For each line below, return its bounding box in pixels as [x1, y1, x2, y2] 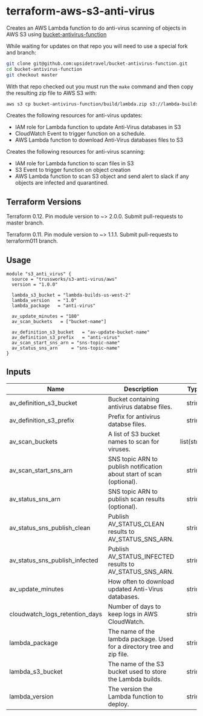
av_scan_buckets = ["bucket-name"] [11, 319, 107, 325]
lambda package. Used [108, 634, 174, 643]
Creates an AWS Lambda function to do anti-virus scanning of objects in [6, 24, 187, 31]
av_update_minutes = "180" [11, 314, 80, 320]
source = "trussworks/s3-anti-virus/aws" [11, 277, 118, 283]
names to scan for [108, 437, 159, 445]
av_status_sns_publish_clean [9, 524, 91, 532]
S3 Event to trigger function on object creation [14, 166, 131, 174]
